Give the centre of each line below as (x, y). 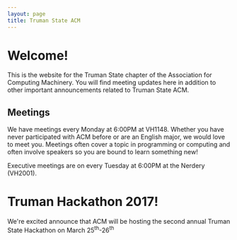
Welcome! (38, 56)
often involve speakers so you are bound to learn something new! (103, 152)
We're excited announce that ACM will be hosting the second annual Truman (119, 222)
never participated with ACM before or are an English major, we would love (116, 137)
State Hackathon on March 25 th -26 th (61, 229)
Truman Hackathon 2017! (83, 202)
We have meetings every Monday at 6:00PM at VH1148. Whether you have (116, 130)
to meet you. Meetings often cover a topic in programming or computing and (119, 144)
